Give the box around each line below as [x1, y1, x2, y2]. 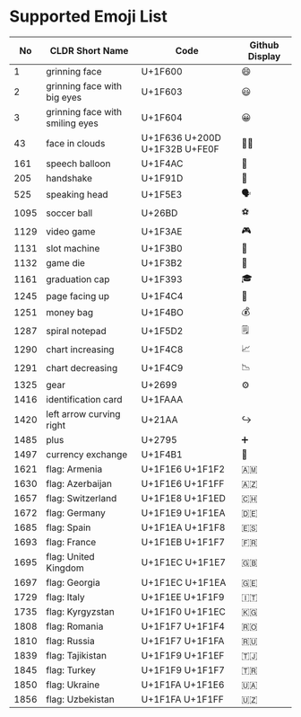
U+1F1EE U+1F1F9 [141, 590, 225, 603]
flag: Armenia [46, 463, 103, 475]
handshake [46, 172, 92, 184]
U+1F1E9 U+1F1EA [141, 506, 226, 518]
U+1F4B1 [141, 447, 183, 460]
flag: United [46, 550, 96, 562]
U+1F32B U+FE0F [141, 142, 219, 155]
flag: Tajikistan [46, 649, 107, 661]
